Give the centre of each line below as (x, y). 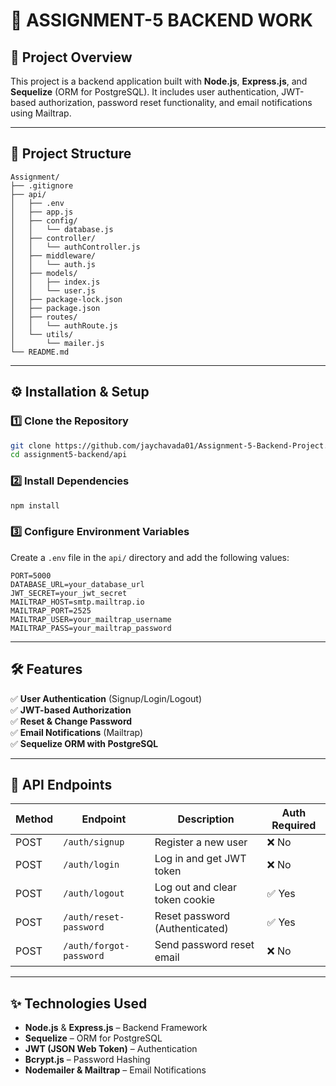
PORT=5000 (31, 575)
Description (206, 819)
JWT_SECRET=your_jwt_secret (69, 593)
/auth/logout (94, 893)
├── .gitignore (42, 185)
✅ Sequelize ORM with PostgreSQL (84, 743)
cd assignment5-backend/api (69, 455)
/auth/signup (94, 842)
